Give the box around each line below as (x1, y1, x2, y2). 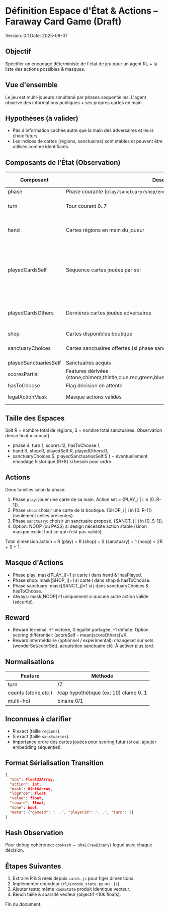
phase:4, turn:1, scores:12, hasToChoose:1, (12, 442, 101, 448)
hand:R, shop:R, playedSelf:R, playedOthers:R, (12, 448, 109, 453)
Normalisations (5, 657, 54, 666)
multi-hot (8, 698, 31, 705)
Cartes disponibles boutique (65, 330, 133, 337)
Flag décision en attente (65, 382, 123, 389)
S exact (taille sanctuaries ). (12, 734, 70, 740)
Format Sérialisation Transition (5, 759, 104, 767)
